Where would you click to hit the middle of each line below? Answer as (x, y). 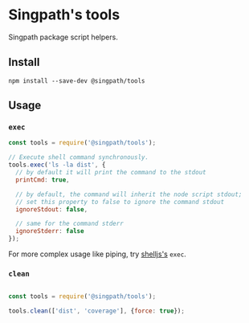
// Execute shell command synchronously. (79, 157)
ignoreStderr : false (50, 231)
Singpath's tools (64, 15)
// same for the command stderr (70, 224)
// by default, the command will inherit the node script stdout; (129, 194)
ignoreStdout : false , (52, 209)
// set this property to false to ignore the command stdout (120, 202)
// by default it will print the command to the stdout (111, 173)
